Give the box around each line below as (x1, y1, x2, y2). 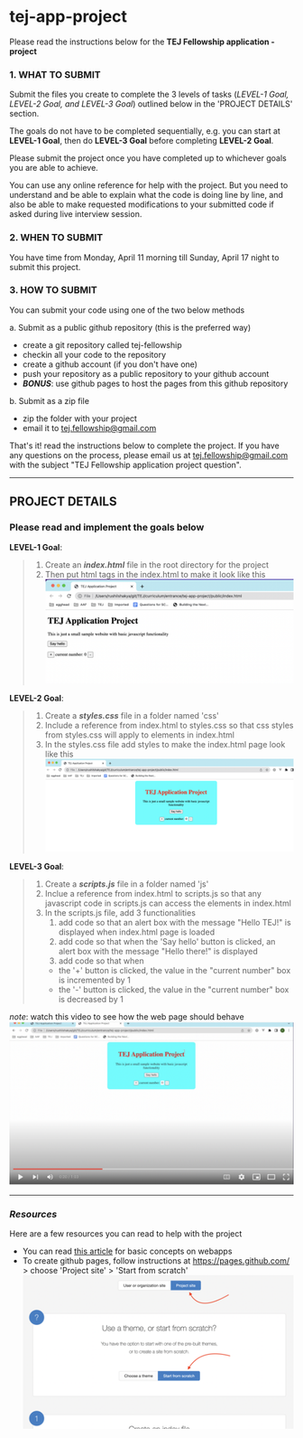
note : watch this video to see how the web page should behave (9, 1010, 245, 1022)
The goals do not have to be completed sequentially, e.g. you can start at (9, 126, 281, 136)
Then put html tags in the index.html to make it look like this (44, 569, 266, 579)
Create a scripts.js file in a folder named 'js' (44, 879, 209, 889)
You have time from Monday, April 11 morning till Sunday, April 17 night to (9, 251, 280, 263)
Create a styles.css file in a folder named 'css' (44, 710, 219, 721)
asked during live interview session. (9, 209, 142, 220)
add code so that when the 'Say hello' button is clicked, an (58, 935, 276, 946)
